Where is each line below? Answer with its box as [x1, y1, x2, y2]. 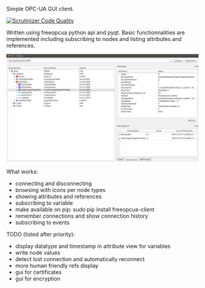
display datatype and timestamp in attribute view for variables [15, 243, 171, 250]
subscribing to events [15, 219, 70, 226]
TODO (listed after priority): [6, 231, 75, 238]
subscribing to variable [15, 199, 73, 207]
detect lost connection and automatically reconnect [15, 256, 145, 263]
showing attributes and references [15, 193, 102, 201]
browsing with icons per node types [15, 186, 106, 194]
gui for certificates [15, 268, 62, 276]
